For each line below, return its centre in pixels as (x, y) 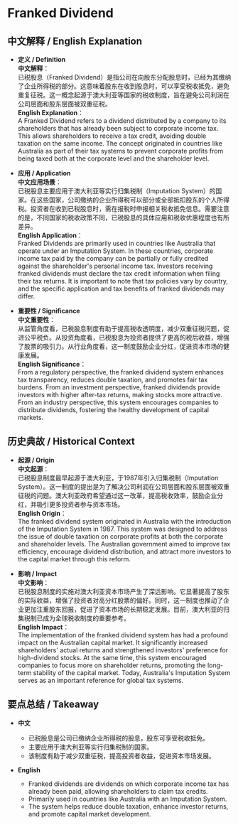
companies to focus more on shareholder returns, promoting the (112, 665)
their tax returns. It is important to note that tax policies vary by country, (123, 281)
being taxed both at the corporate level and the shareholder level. (113, 158)
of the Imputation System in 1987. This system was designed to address (122, 529)
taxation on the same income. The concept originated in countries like (120, 143)
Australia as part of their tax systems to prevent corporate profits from (120, 151)
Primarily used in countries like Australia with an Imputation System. (128, 799)
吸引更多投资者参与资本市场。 (80, 504)
